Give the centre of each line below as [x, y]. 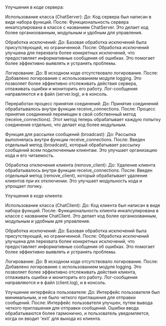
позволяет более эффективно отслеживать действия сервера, [71, 83]
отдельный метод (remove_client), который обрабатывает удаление [76, 175]
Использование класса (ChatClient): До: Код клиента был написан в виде [83, 205]
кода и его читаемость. [30, 155]
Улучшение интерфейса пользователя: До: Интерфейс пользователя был [83, 292]
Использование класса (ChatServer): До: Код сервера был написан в [78, 17]
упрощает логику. [24, 186]
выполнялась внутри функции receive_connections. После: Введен [75, 139]
